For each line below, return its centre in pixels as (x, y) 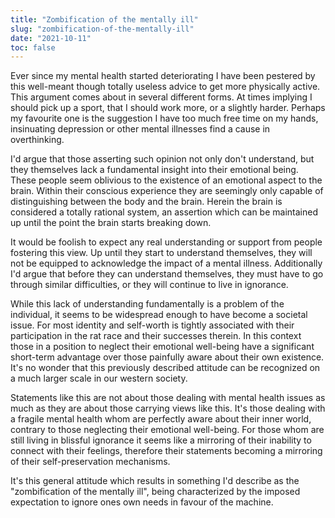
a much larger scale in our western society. (99, 378)
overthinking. (37, 140)
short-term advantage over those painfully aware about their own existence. (167, 357)
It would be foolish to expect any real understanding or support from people (166, 242)
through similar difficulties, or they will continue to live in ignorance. (149, 285)
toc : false (33, 47)
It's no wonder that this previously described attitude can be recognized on (165, 368)
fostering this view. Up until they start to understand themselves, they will (161, 253)
